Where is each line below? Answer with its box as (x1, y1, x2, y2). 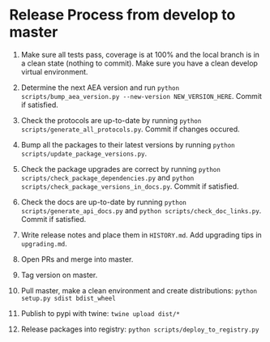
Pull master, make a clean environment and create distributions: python (20, 285, 258, 295)
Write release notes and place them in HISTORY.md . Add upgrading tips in (20, 229, 262, 240)
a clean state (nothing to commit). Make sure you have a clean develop (20, 58, 259, 68)
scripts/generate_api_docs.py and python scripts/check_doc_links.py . (20, 205, 262, 216)
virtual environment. (20, 66, 88, 76)
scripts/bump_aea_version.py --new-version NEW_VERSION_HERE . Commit (20, 91, 263, 100)
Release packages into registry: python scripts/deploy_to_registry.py (20, 324, 259, 334)
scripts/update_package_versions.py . (20, 148, 148, 158)
